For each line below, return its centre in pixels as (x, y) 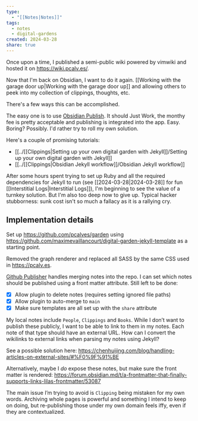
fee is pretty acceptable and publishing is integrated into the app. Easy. (93, 122)
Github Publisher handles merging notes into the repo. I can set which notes (99, 276)
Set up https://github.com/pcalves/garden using (65, 234)
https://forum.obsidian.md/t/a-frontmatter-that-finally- (121, 374)
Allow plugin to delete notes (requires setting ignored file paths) (93, 294)
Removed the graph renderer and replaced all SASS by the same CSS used (98, 259)
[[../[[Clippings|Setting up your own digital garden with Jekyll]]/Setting (101, 151)
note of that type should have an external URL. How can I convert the (91, 333)
